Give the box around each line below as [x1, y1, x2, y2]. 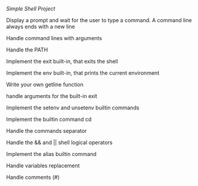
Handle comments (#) [6, 173, 60, 181]
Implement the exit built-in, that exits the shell [6, 58, 118, 65]
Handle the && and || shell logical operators [6, 139, 113, 146]
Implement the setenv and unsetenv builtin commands [6, 104, 140, 111]
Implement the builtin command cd [6, 116, 92, 123]
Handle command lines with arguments [6, 35, 103, 41]
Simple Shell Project [6, 5, 55, 12]
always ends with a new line [6, 23, 76, 30]
